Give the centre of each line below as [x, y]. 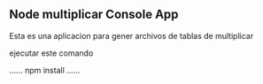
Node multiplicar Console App [94, 15]
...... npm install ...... [45, 70]
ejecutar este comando [51, 53]
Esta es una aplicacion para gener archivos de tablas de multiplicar [131, 35]
